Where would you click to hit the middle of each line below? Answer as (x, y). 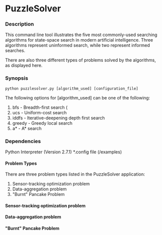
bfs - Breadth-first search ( (40, 107)
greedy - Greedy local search (42, 123)
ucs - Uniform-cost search (39, 112)
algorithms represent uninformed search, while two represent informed (78, 46)
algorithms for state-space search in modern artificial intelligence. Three (79, 40)
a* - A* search (27, 128)
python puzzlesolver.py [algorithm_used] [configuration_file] (72, 89)
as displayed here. (24, 65)
